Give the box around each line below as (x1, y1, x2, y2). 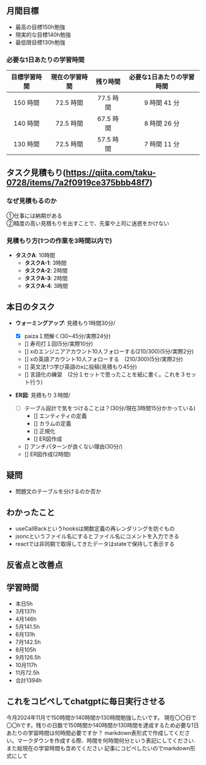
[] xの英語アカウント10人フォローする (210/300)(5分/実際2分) (24, 355, 183, 363)
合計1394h (15, 677, 42, 684)
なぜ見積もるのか (6, 197, 57, 206)
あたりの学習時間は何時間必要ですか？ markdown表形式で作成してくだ (6, 729, 185, 736)
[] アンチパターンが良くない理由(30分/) (24, 443, 123, 450)
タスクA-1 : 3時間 (24, 259, 67, 267)
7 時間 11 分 (143, 140, 180, 148)
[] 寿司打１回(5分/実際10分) (24, 340, 93, 347)
